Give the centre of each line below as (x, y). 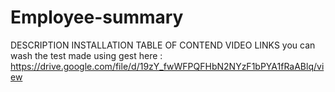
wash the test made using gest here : (86, 55)
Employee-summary (97, 17)
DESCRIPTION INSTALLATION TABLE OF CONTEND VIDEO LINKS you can (163, 45)
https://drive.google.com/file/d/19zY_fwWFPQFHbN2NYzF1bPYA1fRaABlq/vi (167, 66)
